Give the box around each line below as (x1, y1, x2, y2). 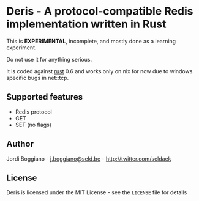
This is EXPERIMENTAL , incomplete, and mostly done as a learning (6, 37, 176, 45)
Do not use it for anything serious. (6, 56, 92, 63)
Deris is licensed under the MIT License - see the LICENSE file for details (6, 189, 187, 196)
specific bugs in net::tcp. (6, 74, 69, 81)
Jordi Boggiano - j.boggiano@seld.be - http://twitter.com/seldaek (6, 155, 171, 163)
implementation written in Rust (6, 17, 167, 31)
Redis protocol (15, 108, 52, 115)
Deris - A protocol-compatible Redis (6, 4, 194, 18)
